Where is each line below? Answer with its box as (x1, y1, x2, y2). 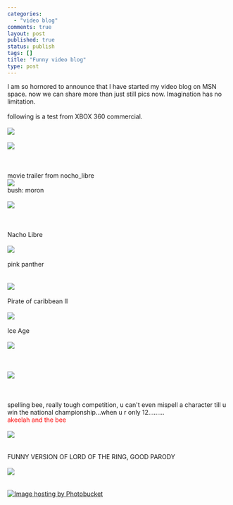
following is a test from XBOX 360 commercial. (7, 112, 143, 121)
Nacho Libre (7, 230, 44, 238)
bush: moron (7, 185, 44, 194)
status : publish (7, 43, 55, 50)
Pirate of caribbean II (7, 297, 68, 305)
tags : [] (7, 50, 33, 57)
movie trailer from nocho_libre (7, 171, 95, 180)
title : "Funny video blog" (7, 56, 87, 63)
